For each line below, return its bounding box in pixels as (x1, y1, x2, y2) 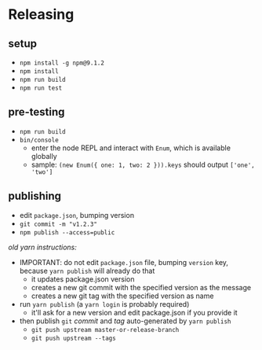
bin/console (19, 136, 59, 144)
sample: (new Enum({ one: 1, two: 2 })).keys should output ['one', (31, 160, 255, 169)
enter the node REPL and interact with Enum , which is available (31, 143, 231, 153)
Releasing (8, 6, 75, 24)
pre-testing (8, 105, 65, 119)
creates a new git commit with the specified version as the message (31, 282, 252, 292)
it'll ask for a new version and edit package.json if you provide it (31, 308, 238, 317)
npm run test (19, 84, 63, 92)
